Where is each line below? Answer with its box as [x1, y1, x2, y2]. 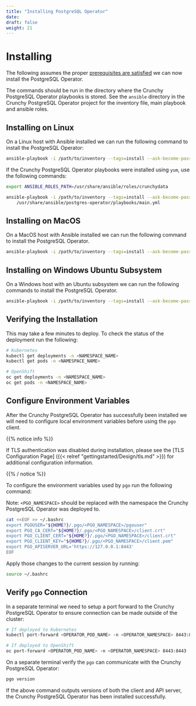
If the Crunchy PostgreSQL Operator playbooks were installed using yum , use [6, 166, 190, 173]
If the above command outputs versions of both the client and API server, [6, 687, 182, 694]
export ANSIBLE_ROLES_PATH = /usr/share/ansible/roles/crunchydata [6, 184, 168, 190]
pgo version [6, 676, 35, 682]
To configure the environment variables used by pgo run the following [6, 481, 173, 488]
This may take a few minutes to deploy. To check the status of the [6, 330, 164, 337]
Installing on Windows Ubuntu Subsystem [6, 265, 162, 275]
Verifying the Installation [6, 314, 98, 325]
